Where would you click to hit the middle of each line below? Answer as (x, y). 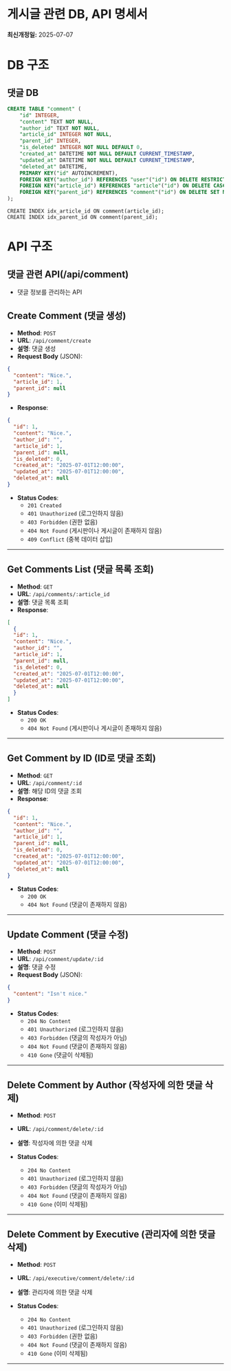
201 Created (44, 505)
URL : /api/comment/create (54, 340)
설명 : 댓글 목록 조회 (43, 602)
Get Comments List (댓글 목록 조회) (81, 570)
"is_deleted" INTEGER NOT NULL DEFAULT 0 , (81, 148)
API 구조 (30, 247)
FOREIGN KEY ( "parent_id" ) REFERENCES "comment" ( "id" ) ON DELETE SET (120, 193)
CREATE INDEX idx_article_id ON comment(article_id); (86, 211)
